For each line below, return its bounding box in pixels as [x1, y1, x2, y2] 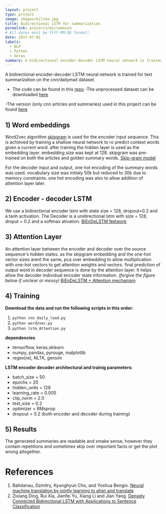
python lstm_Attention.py [12, 326, 66, 331]
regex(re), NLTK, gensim [12, 355, 62, 360]
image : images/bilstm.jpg [5, 16, 58, 21]
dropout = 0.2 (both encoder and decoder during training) [12, 411, 130, 416]
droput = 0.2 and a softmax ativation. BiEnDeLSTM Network [5, 218, 127, 224]
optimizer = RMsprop [12, 406, 56, 411]
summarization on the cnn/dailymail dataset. [5, 77, 95, 83]
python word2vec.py [12, 320, 53, 326]
